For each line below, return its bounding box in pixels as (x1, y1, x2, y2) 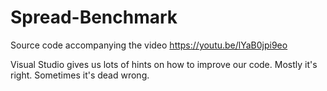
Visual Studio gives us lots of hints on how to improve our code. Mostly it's (10, 58, 318, 70)
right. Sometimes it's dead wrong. (10, 69, 150, 81)
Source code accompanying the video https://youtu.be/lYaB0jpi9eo (10, 39, 288, 51)
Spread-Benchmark (10, 6, 178, 29)
